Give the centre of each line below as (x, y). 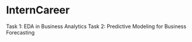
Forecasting (20, 32)
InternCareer (38, 10)
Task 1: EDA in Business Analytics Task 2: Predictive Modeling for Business (96, 26)
